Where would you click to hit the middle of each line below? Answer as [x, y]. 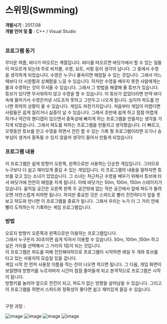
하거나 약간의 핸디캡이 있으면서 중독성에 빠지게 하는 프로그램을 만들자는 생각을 [81, 119]
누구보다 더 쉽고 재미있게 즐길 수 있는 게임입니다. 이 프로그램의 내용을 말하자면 [81, 170]
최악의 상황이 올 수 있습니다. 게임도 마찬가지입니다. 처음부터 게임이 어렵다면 [87, 106]
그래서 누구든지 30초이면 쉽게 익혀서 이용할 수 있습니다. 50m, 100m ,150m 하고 [82, 239]
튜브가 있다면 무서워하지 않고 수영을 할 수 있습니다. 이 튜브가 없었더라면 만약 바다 [83, 94]
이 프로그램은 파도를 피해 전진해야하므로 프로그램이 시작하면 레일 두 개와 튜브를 [82, 252]
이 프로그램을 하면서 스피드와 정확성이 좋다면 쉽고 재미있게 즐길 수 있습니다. [78, 289]
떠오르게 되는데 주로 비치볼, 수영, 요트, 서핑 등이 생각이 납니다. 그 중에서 [80, 69]
